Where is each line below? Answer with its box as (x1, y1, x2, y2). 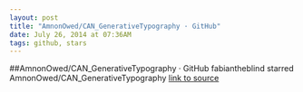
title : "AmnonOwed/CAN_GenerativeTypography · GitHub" (9, 22, 221, 31)
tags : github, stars (9, 38, 88, 48)
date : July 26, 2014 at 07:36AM (9, 30, 132, 39)
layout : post (9, 13, 59, 23)
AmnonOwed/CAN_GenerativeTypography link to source (9, 73, 220, 84)
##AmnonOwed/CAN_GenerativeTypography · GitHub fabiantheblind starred (9, 63, 295, 74)
